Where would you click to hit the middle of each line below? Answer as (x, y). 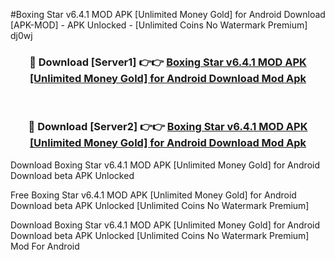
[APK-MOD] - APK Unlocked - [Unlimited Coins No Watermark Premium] (159, 25)
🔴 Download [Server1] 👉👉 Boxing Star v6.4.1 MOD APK (168, 62)
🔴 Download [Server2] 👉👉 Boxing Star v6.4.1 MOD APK (168, 127)
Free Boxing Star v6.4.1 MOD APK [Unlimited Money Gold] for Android (153, 195)
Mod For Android (45, 246)
